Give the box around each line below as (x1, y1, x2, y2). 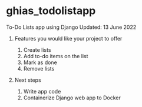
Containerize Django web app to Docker (23, 94, 121, 101)
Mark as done (23, 59, 57, 66)
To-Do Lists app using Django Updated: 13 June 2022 (6, 24, 137, 31)
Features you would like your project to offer (14, 35, 123, 42)
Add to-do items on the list (23, 52, 88, 59)
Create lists (23, 46, 51, 53)
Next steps (14, 76, 41, 83)
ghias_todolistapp (6, 4, 96, 18)
